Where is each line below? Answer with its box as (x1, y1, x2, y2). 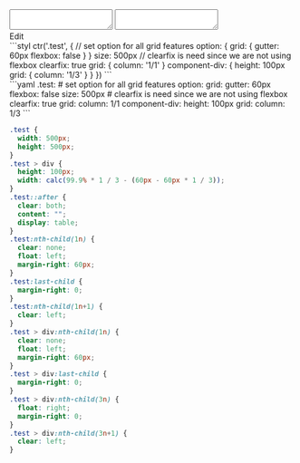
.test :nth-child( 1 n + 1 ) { (9, 303, 103, 312)
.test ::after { (9, 193, 67, 202)
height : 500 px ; (17, 142, 75, 151)
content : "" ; (17, 209, 67, 218)
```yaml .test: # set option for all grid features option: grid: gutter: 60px (9, 79, 272, 90)
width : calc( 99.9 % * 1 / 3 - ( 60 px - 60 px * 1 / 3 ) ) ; (17, 176, 225, 185)
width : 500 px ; (17, 133, 71, 143)
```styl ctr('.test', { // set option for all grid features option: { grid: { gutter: (9, 41, 280, 51)
